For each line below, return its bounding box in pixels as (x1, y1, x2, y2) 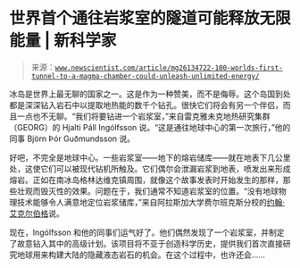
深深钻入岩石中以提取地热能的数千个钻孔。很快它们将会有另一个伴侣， (24, 99, 283, 110)
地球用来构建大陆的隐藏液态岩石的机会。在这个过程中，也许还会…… (16, 249, 266, 260)
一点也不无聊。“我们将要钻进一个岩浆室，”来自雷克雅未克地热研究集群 (16, 111, 271, 121)
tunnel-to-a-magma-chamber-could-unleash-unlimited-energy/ (30, 71, 260, 80)
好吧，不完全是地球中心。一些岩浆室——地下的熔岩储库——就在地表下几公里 (9, 152, 291, 163)
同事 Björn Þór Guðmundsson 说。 (9, 133, 136, 144)
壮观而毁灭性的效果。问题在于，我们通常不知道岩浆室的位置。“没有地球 (16, 185, 279, 197)
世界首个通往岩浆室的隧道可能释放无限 (9, 8, 292, 29)
